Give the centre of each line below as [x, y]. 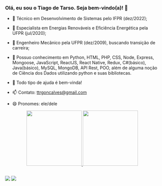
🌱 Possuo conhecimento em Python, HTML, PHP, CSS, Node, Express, [83, 57]
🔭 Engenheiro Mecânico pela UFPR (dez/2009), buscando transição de [84, 43]
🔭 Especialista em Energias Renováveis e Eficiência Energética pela [80, 28]
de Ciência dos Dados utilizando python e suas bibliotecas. [72, 73]
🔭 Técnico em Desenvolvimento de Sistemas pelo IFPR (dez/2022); [80, 19]
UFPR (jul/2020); [29, 33]
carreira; [21, 48]
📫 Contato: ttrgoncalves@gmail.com [49, 92]
